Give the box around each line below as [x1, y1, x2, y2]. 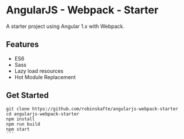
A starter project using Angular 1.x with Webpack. [6, 23, 125, 30]
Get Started [6, 91, 49, 101]
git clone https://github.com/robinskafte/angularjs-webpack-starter [6, 106, 179, 112]
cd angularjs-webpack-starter [6, 111, 80, 117]
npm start [6, 126, 30, 132]
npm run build [6, 121, 41, 127]
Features [6, 40, 39, 49]
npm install [6, 116, 35, 122]
